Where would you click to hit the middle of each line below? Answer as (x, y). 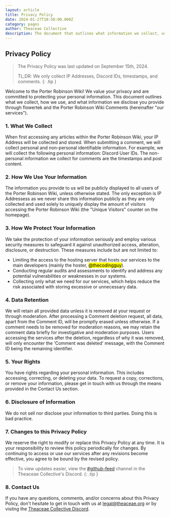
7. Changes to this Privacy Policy (46, 431)
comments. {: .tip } (37, 81)
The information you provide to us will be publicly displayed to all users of (82, 188)
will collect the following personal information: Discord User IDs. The (77, 153)
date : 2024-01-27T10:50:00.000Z (39, 19)
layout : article (22, 10)
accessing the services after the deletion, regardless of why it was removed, (85, 338)
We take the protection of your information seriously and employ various (81, 239)
